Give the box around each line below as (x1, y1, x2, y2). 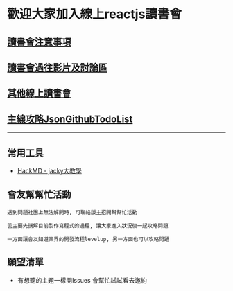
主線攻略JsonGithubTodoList (7, 113, 133, 125)
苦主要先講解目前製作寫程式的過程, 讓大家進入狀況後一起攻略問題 (7, 222, 169, 229)
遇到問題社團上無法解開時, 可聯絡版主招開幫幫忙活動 (7, 209, 137, 215)
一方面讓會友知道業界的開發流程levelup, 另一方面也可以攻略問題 (7, 236, 170, 242)
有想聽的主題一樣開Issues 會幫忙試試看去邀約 (17, 276, 148, 284)
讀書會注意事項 (7, 36, 71, 48)
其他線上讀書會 (7, 87, 71, 99)
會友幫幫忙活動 (7, 188, 71, 201)
